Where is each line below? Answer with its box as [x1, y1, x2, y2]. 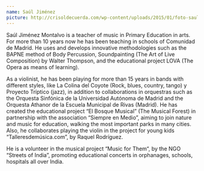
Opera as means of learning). [6, 63, 80, 70]
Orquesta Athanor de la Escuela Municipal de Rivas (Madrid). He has [6, 101, 178, 108]
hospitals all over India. [6, 158, 64, 165]
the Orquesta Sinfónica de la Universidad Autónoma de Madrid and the [6, 95, 183, 102]
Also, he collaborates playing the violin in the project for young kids [6, 127, 175, 134]
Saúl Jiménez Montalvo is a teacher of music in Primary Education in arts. [6, 31, 191, 38]
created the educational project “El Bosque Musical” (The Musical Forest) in [6, 107, 196, 115]
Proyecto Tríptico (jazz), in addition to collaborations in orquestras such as [6, 88, 192, 95]
